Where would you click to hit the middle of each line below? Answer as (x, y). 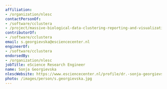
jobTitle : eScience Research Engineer (45, 65)
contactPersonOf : (23, 19)
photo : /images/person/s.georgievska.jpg (49, 79)
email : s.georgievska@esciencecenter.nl (48, 42)
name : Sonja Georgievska (31, 70)
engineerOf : (17, 46)
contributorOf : (21, 33)
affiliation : (19, 10)
